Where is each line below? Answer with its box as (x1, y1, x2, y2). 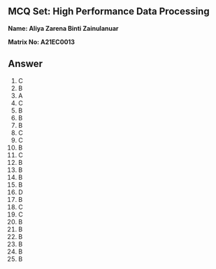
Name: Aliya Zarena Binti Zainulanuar (8, 24, 119, 32)
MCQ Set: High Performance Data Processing (8, 6, 210, 17)
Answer (8, 58, 43, 70)
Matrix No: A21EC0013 (8, 38, 75, 46)
